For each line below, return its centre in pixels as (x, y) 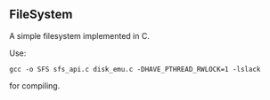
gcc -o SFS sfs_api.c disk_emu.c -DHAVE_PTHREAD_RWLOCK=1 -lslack (135, 69)
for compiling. (35, 85)
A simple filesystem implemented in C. (79, 35)
